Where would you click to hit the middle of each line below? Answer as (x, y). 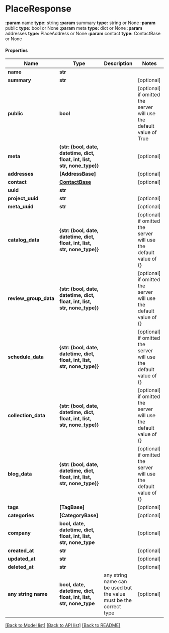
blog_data (20, 474)
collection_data (27, 416)
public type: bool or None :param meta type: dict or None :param (74, 28)
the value (115, 594)
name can (115, 582)
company (19, 533)
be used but (118, 588)
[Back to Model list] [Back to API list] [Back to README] (63, 625)
